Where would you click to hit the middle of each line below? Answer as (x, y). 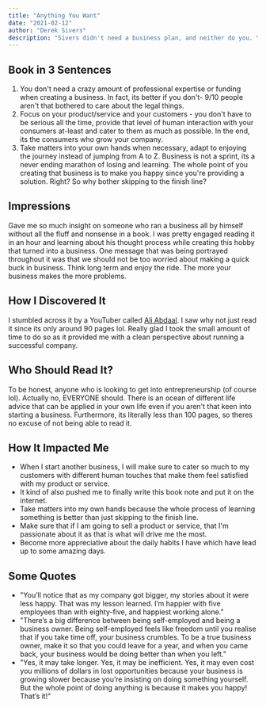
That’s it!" (35, 696)
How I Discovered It (57, 301)
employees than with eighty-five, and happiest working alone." (122, 612)
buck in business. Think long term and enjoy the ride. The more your (120, 267)
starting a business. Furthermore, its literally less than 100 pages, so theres (131, 415)
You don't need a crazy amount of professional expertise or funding (130, 89)
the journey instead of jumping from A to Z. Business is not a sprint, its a (137, 156)
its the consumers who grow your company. (91, 139)
